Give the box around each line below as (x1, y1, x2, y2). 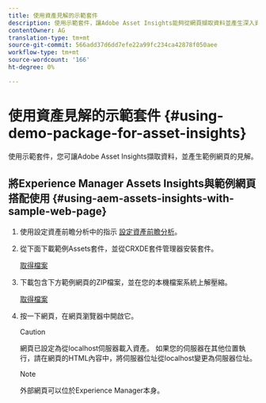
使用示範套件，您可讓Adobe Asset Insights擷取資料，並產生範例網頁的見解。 (8, 152, 258, 161)
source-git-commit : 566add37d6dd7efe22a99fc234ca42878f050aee (8, 41, 218, 49)
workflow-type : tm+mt (8, 48, 80, 56)
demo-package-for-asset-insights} (8, 124, 247, 142)
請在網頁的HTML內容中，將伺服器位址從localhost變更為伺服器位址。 (33, 353, 257, 363)
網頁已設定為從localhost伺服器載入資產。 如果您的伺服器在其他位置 (19, 343, 239, 353)
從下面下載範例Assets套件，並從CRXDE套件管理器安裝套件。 (19, 244, 218, 253)
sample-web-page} (8, 205, 107, 218)
